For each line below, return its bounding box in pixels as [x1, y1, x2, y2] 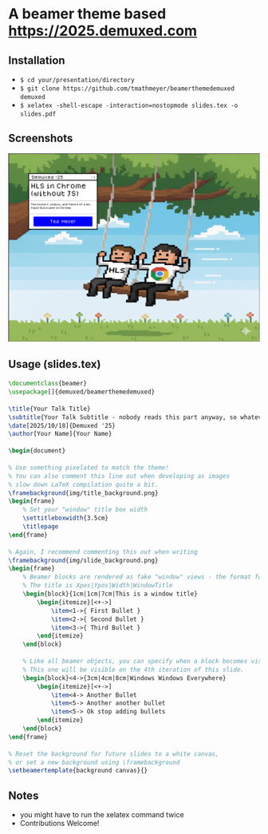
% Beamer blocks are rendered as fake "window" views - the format [22, 573, 251, 581]
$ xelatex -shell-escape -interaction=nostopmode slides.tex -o [19, 101, 238, 109]
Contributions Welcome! [19, 819, 100, 828]
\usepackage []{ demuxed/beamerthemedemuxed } [8, 388, 156, 396]
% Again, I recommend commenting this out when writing [8, 547, 198, 555]
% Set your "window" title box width [22, 506, 148, 514]
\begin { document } [8, 447, 66, 455]
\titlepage [22, 523, 59, 531]
